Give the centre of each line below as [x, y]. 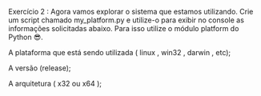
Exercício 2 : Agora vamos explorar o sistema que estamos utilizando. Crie [131, 12]
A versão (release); [40, 68]
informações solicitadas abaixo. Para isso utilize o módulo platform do [124, 28]
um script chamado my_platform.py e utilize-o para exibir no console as [126, 20]
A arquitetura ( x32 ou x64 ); [55, 84]
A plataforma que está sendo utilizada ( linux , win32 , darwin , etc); [120, 52]
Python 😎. [26, 37]
